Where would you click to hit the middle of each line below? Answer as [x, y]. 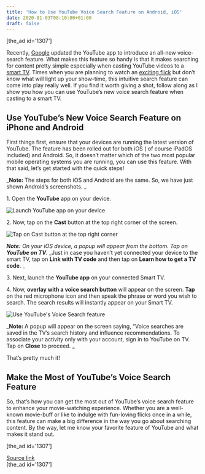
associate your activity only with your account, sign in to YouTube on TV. [98, 340]
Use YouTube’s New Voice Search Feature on [94, 118]
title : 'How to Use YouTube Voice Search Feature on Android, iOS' [95, 12]
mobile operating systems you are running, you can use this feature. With [99, 162]
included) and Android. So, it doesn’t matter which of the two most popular [101, 155]
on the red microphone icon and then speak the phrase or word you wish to [102, 296]
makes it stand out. [30, 434]
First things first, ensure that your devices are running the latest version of [100, 142]
